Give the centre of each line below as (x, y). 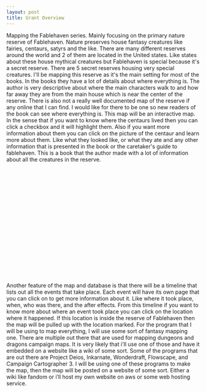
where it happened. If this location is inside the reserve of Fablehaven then (101, 318)
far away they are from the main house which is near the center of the (94, 94)
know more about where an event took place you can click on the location (100, 312)
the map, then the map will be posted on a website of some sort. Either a (98, 370)
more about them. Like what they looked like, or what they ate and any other (102, 139)
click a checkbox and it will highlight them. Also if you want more (88, 127)
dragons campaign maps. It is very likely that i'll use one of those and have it (103, 344)
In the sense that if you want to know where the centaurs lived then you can (102, 120)
